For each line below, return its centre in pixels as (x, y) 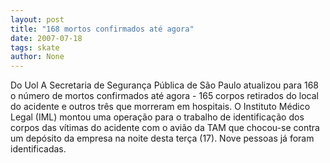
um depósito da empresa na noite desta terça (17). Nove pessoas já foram (162, 138)
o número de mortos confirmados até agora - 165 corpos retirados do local (164, 96)
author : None (37, 57)
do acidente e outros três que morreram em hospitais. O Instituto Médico (160, 107)
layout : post (37, 19)
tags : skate (35, 47)
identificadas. (38, 149)
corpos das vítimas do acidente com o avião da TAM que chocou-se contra (165, 128)
